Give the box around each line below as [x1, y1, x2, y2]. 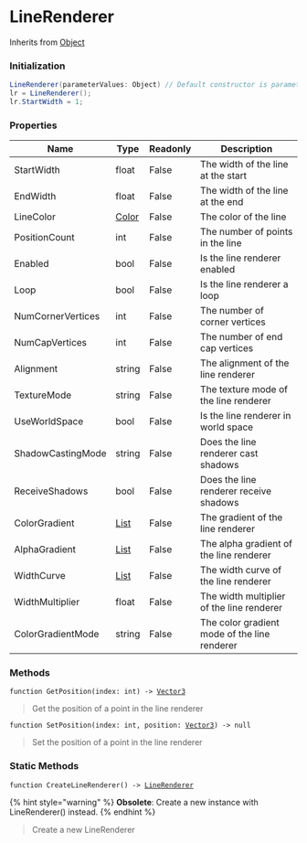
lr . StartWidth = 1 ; [9, 97, 84, 106]
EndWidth [14, 190, 57, 203]
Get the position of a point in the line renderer [31, 703, 204, 714]
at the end [199, 196, 244, 208]
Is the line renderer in [199, 410, 291, 422]
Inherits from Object [9, 37, 85, 48]
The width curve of [199, 564, 281, 577]
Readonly [149, 143, 192, 155]
